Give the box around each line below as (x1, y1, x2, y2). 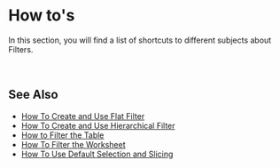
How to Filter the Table (20, 130, 105, 140)
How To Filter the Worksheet (20, 139, 126, 149)
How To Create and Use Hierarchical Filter (20, 120, 175, 131)
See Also (8, 87, 58, 102)
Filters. (8, 44, 34, 54)
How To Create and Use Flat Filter (20, 110, 145, 121)
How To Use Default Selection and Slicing (20, 148, 174, 159)
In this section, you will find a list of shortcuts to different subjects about (8, 35, 272, 45)
